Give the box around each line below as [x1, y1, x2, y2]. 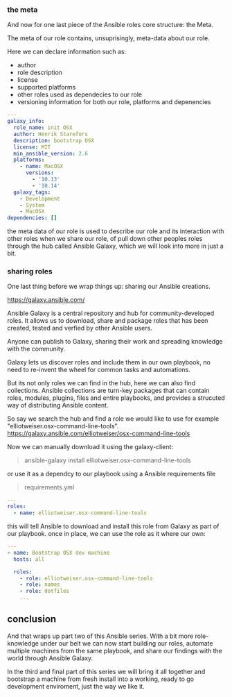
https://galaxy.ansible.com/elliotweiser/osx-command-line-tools [7, 429, 190, 438]
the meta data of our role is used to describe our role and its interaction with [7, 227, 224, 235]
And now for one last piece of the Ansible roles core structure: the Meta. [7, 21, 213, 29]
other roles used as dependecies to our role [17, 90, 143, 99]
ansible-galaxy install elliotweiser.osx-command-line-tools [24, 456, 192, 464]
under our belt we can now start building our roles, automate [40, 639, 213, 647]
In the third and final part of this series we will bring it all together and [7, 667, 206, 675]
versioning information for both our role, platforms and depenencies [17, 98, 211, 106]
